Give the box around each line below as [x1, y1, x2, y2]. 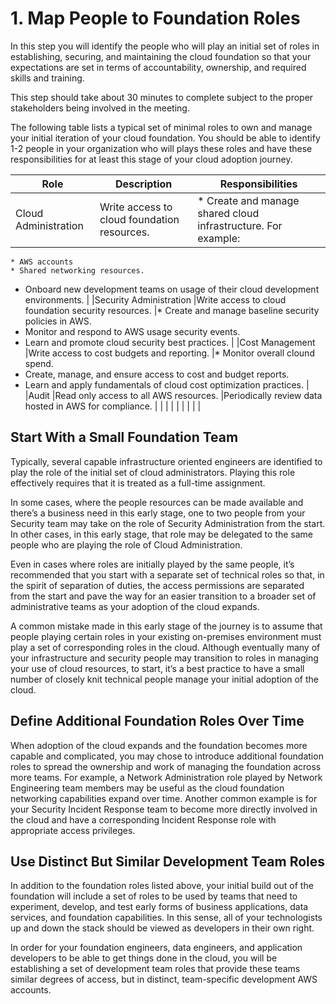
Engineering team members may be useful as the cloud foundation [10, 782, 285, 794]
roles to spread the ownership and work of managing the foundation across [10, 760, 322, 772]
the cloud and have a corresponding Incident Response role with [10, 813, 277, 826]
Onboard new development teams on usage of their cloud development [24, 283, 320, 295]
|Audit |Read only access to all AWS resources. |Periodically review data [24, 389, 323, 401]
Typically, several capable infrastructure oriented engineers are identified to [10, 455, 323, 467]
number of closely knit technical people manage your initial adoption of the [10, 673, 319, 685]
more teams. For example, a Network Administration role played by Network [10, 771, 323, 783]
